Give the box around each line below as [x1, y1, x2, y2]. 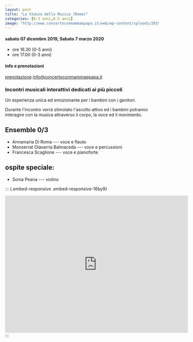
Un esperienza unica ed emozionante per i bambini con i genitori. [5, 97, 136, 103]
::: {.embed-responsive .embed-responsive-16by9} [5, 186, 107, 192]
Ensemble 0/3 [5, 126, 49, 134]
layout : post [5, 7, 32, 12]
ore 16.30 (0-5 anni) [12, 47, 52, 53]
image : [5, 20, 19, 26]
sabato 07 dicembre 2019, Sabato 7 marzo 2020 [5, 36, 104, 41]
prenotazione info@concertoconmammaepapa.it [5, 74, 102, 80]
